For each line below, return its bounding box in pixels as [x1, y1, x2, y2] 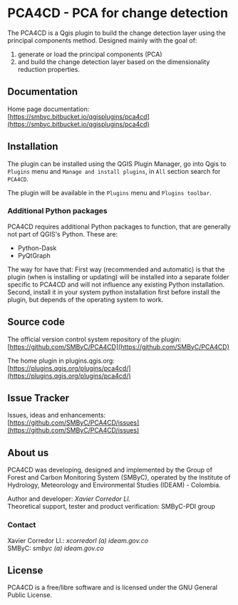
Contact [7, 520, 36, 530]
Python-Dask [17, 244, 57, 252]
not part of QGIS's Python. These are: [7, 229, 118, 238]
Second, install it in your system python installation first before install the [7, 287, 221, 296]
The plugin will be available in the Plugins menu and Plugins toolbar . [7, 188, 212, 197]
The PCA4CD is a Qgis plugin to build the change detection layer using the [7, 29, 226, 37]
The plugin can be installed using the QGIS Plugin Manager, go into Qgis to [7, 159, 227, 168]
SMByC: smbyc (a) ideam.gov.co [7, 544, 105, 552]
